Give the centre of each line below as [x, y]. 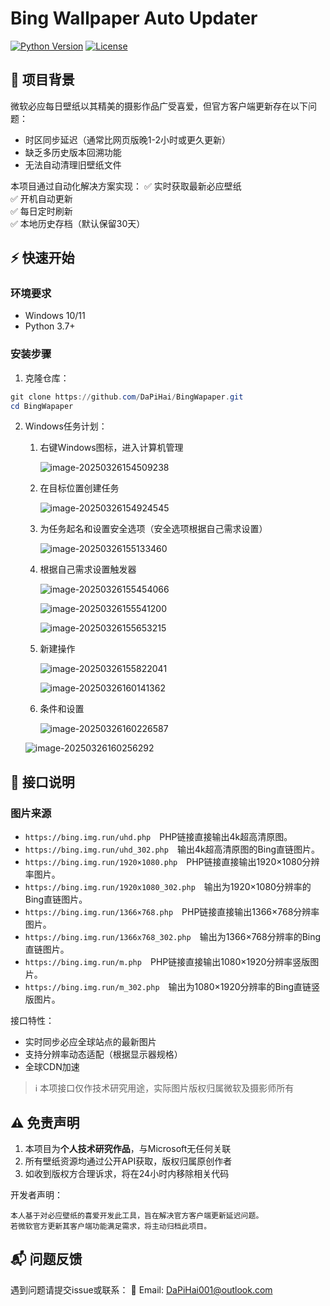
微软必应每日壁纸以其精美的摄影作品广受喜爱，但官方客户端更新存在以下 [159, 106]
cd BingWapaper [42, 406]
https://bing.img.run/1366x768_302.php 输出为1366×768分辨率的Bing [173, 937]
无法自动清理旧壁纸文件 [73, 164]
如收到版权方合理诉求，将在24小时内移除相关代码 [127, 1173]
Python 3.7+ [50, 326]
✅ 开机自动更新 [41, 198]
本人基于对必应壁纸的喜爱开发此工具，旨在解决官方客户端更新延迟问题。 [137, 1215]
